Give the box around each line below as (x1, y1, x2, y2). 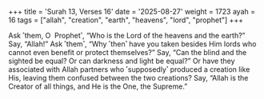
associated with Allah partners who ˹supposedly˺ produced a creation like (8, 65, 250, 74)
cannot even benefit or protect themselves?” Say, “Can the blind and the (8, 48, 247, 57)
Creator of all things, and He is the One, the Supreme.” (8, 81, 188, 91)
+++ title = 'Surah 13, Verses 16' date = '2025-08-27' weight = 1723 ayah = (8, 7, 256, 16)
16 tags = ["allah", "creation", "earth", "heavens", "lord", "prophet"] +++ (8, 15, 244, 25)
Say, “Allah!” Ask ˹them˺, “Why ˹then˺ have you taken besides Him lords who (8, 39, 257, 49)
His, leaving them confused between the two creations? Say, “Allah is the (8, 73, 249, 82)
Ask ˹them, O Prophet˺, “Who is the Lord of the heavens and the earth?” (8, 31, 246, 40)
